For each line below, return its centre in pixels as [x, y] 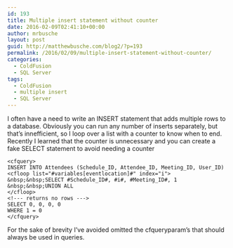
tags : [15, 79]
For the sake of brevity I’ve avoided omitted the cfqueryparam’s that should [116, 230]
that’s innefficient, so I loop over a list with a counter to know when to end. [115, 133]
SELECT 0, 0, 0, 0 [34, 204]
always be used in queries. [46, 237]
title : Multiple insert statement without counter [83, 20]
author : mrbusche [33, 33]
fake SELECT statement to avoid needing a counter [81, 149]
